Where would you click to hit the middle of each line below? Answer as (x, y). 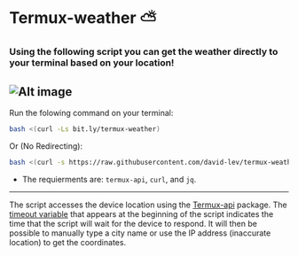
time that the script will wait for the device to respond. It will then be (133, 223)
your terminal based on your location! (92, 63)
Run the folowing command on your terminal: (91, 112)
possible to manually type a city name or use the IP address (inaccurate (140, 233)
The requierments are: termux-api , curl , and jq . (109, 179)
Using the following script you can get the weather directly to (144, 52)
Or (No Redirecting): (46, 146)
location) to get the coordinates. (68, 242)
